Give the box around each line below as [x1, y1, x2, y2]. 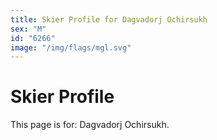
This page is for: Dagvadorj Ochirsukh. [10, 119, 170, 131]
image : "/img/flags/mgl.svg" [10, 42, 132, 53]
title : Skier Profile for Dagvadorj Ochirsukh [10, 14, 208, 25]
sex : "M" [10, 24, 47, 34]
